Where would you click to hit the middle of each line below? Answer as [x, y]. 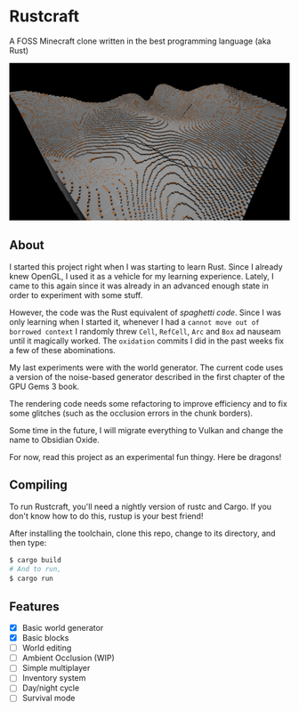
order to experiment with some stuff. [76, 295]
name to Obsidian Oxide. [54, 440]
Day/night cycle [51, 688]
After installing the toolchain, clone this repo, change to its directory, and [142, 533]
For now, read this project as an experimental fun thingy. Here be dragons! [145, 456]
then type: [28, 542]
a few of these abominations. [62, 350]
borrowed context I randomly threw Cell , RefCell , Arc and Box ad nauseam [145, 331]
